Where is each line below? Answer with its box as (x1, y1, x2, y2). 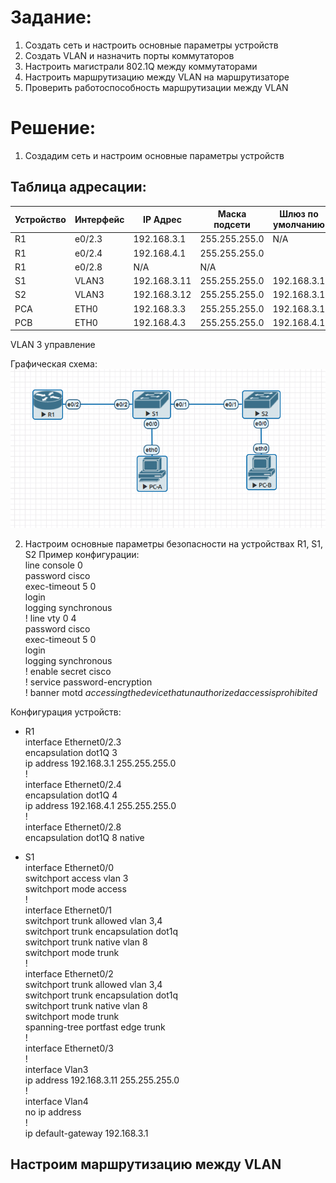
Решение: (10, 117, 97, 140)
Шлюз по (279, 208, 319, 220)
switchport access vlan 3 (24, 872, 129, 884)
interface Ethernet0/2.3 (24, 736, 122, 748)
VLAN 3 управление (10, 339, 96, 351)
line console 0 (24, 559, 83, 571)
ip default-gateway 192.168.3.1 (24, 1127, 149, 1139)
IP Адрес (143, 213, 182, 225)
